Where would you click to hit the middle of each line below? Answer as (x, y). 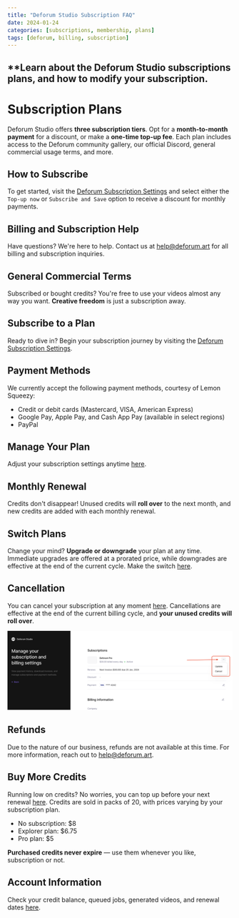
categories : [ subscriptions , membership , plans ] (81, 30)
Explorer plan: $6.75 (47, 831)
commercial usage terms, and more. (61, 152)
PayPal (28, 424)
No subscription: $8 (47, 823)
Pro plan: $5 (36, 838)
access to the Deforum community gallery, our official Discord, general (111, 144)
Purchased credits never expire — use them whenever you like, (102, 852)
